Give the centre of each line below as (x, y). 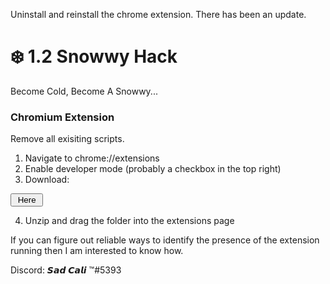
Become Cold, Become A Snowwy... (84, 91)
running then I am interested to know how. (97, 251)
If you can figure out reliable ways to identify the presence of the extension (165, 240)
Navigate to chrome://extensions (92, 158)
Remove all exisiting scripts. (67, 139)
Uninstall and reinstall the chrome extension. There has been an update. (158, 14)
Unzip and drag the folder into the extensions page (129, 221)
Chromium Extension (62, 117)
